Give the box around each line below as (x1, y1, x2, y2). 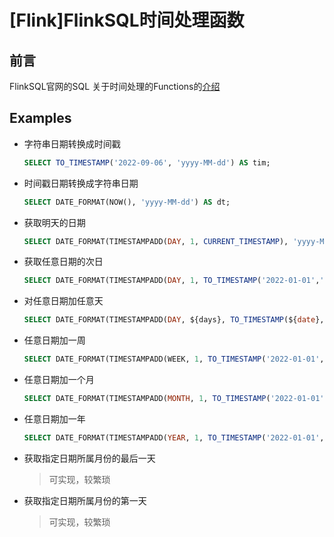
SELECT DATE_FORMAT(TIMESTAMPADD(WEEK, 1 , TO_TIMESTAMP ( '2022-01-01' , (23, 354, 325, 365)
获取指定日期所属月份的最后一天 (23, 452, 156, 464)
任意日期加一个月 (23, 374, 95, 386)
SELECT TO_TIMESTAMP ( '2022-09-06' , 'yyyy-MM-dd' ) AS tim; (23, 157, 271, 168)
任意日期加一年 (23, 412, 86, 425)
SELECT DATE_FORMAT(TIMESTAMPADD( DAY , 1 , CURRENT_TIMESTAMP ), (23, 236, 289, 246)
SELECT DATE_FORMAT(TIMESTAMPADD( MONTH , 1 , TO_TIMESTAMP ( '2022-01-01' (23, 394, 325, 404)
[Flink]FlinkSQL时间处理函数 (9, 9, 245, 32)
